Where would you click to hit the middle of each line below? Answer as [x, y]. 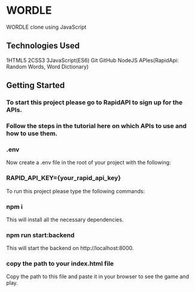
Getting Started [36, 85]
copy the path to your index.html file [60, 264]
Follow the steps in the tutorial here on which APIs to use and [97, 126]
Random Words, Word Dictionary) [48, 66]
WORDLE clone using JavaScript [46, 27]
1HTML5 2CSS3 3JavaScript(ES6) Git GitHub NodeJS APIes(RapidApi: [92, 60]
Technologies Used [43, 46]
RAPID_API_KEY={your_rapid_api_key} [64, 178]
